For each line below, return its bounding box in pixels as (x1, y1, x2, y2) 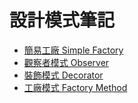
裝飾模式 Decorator (23, 69, 104, 81)
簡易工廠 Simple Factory (23, 44, 124, 56)
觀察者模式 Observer (23, 56, 110, 68)
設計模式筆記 (9, 9, 116, 32)
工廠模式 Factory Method (23, 81, 128, 93)
